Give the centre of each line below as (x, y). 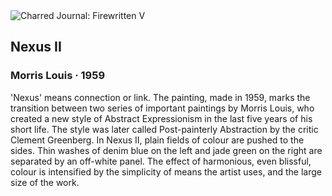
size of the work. (45, 182)
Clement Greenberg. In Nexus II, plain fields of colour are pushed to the (157, 140)
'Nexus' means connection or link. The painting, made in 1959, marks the (160, 97)
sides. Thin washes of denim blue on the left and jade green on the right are (166, 150)
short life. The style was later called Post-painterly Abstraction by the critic (164, 129)
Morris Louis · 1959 (58, 76)
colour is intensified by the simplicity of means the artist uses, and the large (166, 171)
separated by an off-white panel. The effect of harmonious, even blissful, (161, 161)
